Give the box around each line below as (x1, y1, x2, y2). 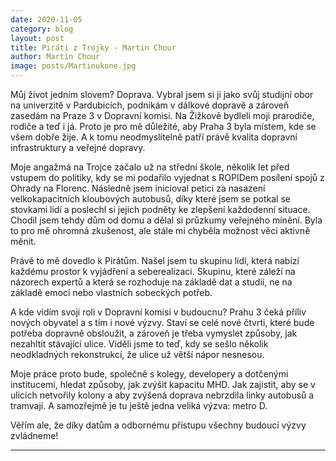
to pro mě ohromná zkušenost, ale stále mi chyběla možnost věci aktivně (10, 225, 311, 236)
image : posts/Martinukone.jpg (10, 61, 137, 71)
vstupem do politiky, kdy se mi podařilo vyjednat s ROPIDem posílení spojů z (10, 172, 325, 183)
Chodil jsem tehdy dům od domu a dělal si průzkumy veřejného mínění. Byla (10, 214, 323, 226)
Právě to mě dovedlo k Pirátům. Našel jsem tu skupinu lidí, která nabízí (10, 255, 300, 266)
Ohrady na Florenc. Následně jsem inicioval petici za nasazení (10, 182, 266, 194)
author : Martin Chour (10, 52, 101, 62)
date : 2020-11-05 (10, 14, 83, 25)
